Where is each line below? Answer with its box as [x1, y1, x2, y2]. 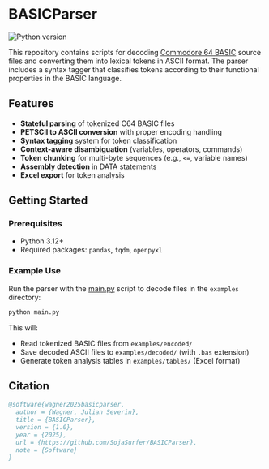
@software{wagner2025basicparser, [8, 401, 126, 409]
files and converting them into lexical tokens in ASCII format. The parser [8, 56, 249, 66]
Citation [8, 379, 50, 393]
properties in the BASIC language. [8, 73, 122, 83]
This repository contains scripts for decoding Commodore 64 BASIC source [8, 47, 262, 57]
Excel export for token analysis [19, 170, 125, 179]
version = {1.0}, [15, 424, 75, 432]
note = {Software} [15, 445, 79, 454]
